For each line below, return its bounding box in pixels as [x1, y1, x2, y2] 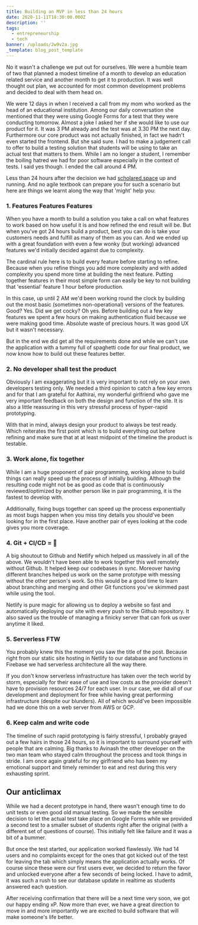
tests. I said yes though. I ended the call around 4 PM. [6, 163, 138, 170]
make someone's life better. [6, 914, 74, 921]
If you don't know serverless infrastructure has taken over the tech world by [6, 672, 191, 679]
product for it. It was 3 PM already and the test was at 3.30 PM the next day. [6, 125, 191, 132]
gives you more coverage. [6, 524, 70, 531]
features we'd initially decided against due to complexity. [6, 247, 145, 254]
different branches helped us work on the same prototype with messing [6, 571, 181, 578]
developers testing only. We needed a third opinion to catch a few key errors [6, 385, 192, 392]
